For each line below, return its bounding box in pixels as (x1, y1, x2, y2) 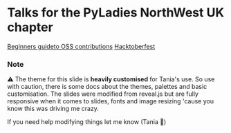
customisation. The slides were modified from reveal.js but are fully (7, 90, 199, 98)
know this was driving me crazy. (7, 105, 99, 113)
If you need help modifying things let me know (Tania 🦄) (7, 118, 167, 126)
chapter (7, 19, 53, 35)
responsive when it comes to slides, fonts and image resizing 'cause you (7, 97, 214, 105)
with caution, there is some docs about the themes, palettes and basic (7, 83, 207, 91)
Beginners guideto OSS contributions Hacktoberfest (7, 42, 156, 50)
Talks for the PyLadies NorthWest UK (7, 5, 225, 21)
